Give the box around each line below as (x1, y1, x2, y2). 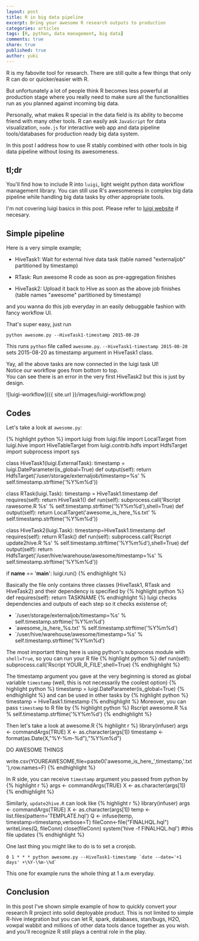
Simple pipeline (6, 228, 65, 238)
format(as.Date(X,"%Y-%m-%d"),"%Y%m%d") (6, 735, 122, 742)
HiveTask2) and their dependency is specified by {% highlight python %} (6, 588, 185, 595)
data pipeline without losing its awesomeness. (6, 148, 119, 155)
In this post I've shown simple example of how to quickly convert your (6, 902, 177, 910)
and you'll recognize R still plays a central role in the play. (6, 928, 147, 935)
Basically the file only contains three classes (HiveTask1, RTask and (6, 582, 171, 589)
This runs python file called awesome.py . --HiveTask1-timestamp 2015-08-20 (6, 343, 188, 350)
